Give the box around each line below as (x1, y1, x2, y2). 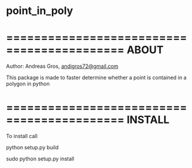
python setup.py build (6, 144, 59, 151)
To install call (6, 133, 38, 140)
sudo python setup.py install (6, 155, 74, 162)
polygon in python (6, 80, 50, 87)
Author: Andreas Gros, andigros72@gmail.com (6, 63, 119, 70)
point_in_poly (6, 4, 73, 18)
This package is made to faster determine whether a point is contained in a (6, 74, 187, 81)
